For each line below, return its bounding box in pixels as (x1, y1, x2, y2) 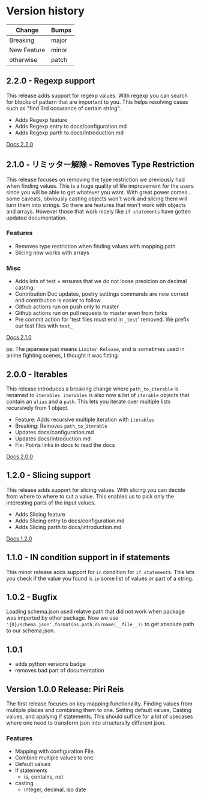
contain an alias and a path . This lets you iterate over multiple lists (6, 398, 171, 405)
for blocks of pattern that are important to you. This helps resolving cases (6, 98, 188, 106)
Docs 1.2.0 (6, 535, 32, 542)
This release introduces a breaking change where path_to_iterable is (6, 385, 179, 392)
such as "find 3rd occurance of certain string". (6, 104, 121, 112)
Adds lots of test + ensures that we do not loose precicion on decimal (14, 278, 187, 285)
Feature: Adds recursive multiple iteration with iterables (14, 416, 155, 423)
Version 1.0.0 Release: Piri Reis (6, 684, 124, 694)
